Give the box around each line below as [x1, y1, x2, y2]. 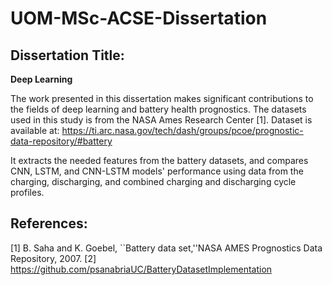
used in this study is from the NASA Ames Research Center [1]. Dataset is [10, 114, 313, 126]
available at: [10, 125, 60, 136]
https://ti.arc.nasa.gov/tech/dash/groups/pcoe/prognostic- [61, 125, 304, 136]
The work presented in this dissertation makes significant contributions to [10, 93, 314, 104]
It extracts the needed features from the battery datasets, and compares [10, 155, 309, 166]
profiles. [10, 187, 45, 198]
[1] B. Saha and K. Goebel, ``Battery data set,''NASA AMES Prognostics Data [10, 242, 323, 254]
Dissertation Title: [10, 47, 125, 64]
